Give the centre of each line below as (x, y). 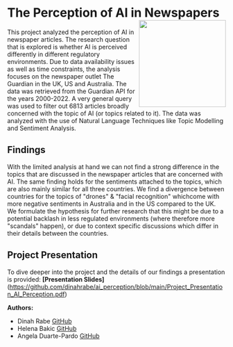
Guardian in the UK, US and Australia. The (67, 83)
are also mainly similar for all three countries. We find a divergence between (116, 188)
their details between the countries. (58, 233)
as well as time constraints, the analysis (64, 69)
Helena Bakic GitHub (47, 328)
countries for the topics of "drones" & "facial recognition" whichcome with (113, 196)
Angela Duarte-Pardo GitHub (58, 336)
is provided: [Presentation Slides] (56, 279)
